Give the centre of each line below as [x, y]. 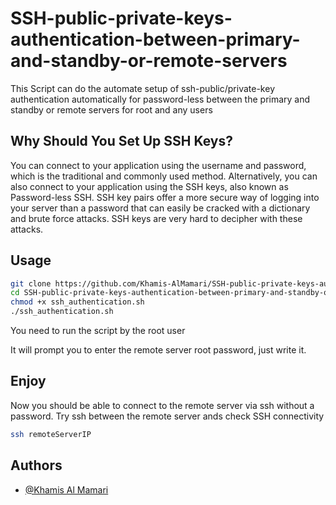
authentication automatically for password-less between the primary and [160, 99]
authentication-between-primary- [155, 39]
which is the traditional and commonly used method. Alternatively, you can [164, 176]
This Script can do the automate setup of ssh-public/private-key [142, 88]
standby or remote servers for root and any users [111, 109]
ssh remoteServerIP [51, 434]
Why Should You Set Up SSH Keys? [122, 141]
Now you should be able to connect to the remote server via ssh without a [162, 405]
